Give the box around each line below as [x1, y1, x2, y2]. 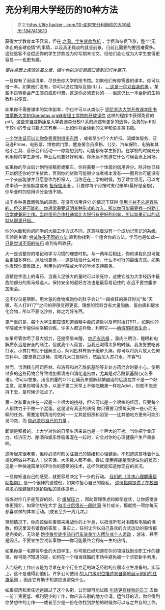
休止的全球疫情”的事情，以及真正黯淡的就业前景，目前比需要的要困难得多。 [5, 44, 158, 50]
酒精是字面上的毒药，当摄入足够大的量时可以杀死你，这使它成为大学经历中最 [5, 273, 160, 279]
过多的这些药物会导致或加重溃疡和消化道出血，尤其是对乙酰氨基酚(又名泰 [5, 370, 153, 376]
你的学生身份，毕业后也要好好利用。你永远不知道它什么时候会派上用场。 [13, 153, 160, 160]
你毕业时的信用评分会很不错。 [5, 189, 65, 194]
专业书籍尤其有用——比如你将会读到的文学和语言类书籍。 [22, 125, 138, 131]
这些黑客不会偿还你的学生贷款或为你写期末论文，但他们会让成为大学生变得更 [5, 50, 160, 56]
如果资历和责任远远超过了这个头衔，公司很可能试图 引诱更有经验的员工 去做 [5, 587, 158, 593]
